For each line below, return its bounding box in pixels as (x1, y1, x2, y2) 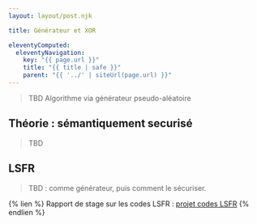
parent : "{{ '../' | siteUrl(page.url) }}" (23, 71, 173, 79)
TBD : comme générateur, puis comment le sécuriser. (28, 183, 207, 192)
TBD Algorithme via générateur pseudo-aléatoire (28, 93, 192, 103)
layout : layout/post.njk (8, 11, 92, 20)
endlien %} (8, 207, 45, 217)
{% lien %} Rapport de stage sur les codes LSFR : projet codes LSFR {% (8, 199, 250, 209)
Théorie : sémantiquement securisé (8, 116, 193, 130)
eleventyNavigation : (15, 49, 85, 57)
